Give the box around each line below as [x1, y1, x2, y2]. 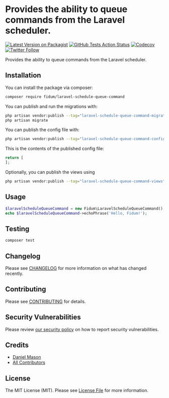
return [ [5, 155, 24, 160]
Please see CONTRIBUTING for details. [5, 298, 87, 305]
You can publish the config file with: [5, 127, 79, 133]
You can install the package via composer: [5, 84, 93, 90]
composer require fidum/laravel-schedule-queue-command [5, 94, 125, 99]
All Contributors [12, 359, 45, 365]
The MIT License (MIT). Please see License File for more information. [5, 387, 148, 393]
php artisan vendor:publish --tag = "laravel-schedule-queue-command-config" [5, 137, 167, 142]
